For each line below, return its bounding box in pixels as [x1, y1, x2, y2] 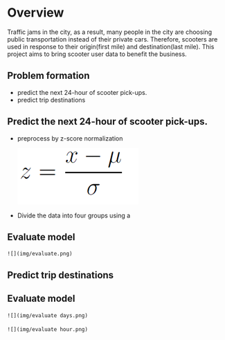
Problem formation [7, 70, 90, 82]
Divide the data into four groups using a [17, 211, 131, 220]
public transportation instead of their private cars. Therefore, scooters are [7, 35, 218, 43]
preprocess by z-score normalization [17, 134, 123, 143]
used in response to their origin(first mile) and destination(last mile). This [7, 42, 215, 51]
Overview [7, 5, 64, 21]
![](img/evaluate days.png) [7, 312, 89, 319]
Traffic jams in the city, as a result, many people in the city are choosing [7, 28, 213, 36]
